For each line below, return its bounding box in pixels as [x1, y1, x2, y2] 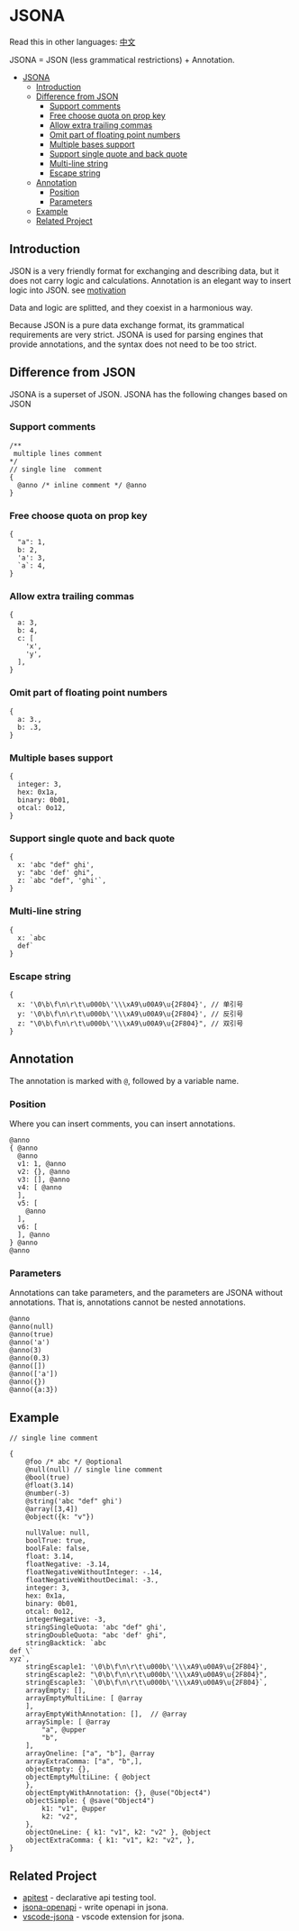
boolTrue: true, [25, 1536, 87, 1545]
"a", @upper [41, 1726, 87, 1735]
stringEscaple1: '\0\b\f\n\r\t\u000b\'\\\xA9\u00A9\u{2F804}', [25, 1662, 268, 1671]
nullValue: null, [25, 1528, 91, 1537]
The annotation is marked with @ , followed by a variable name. [9, 1075, 240, 1086]
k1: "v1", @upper [41, 1804, 106, 1814]
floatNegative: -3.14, [25, 1560, 111, 1569]
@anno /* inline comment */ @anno [17, 480, 147, 489]
